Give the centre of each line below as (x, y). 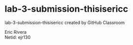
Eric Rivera (16, 32)
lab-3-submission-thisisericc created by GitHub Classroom (65, 22)
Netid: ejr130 (18, 37)
